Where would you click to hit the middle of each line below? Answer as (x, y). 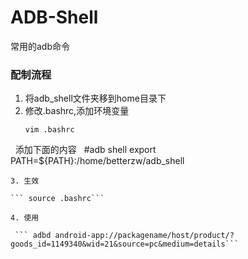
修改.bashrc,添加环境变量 (77, 111)
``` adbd (33, 236)
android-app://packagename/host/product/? (144, 236)
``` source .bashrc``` (57, 199)
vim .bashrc (49, 130)
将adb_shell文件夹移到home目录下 (95, 98)
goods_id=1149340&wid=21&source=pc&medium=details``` (125, 244)
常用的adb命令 (40, 46)
